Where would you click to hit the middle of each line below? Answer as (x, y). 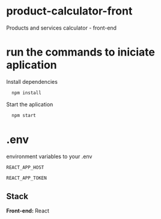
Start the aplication (30, 104)
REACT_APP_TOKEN (26, 178)
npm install (27, 93)
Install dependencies (32, 81)
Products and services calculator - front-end (62, 28)
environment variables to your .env (49, 156)
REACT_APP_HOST (25, 167)
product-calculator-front (69, 11)
